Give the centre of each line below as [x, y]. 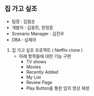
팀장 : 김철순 [23, 21]
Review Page [39, 82]
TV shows [36, 61]
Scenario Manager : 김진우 [38, 34]
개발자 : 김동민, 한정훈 [32, 27]
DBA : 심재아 [24, 39]
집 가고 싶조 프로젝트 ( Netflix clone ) [47, 50]
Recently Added [42, 72]
